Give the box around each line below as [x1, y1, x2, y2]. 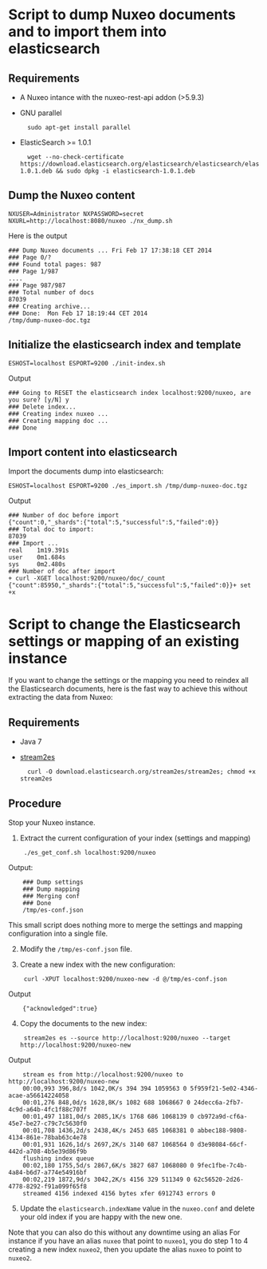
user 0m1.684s [8, 553, 66, 561]
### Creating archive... [8, 302, 91, 310]
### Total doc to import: [8, 525, 94, 533]
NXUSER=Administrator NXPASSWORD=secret [8, 210, 145, 217]
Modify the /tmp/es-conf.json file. [19, 944, 133, 953]
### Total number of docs [8, 288, 94, 297]
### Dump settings [22, 878, 84, 886]
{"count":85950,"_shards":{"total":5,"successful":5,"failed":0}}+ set [8, 581, 251, 589]
